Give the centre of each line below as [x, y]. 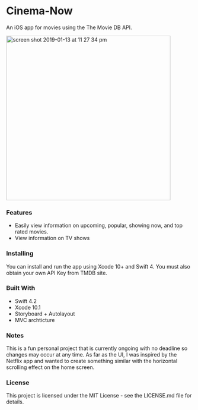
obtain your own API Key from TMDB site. [57, 273]
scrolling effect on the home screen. [50, 367]
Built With [21, 288]
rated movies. [31, 232]
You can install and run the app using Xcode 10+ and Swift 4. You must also [98, 266]
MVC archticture [35, 320]
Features [19, 212]
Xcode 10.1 [28, 307]
